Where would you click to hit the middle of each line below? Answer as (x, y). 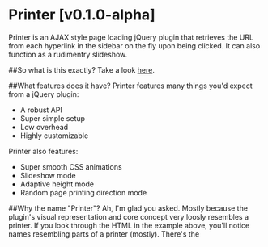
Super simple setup (53, 118)
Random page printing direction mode (83, 192)
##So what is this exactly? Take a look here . (82, 69)
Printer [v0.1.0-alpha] (82, 15)
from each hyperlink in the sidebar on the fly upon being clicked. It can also (134, 45)
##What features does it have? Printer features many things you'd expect (130, 86)
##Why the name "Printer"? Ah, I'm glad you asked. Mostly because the (128, 208)
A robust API (41, 110)
